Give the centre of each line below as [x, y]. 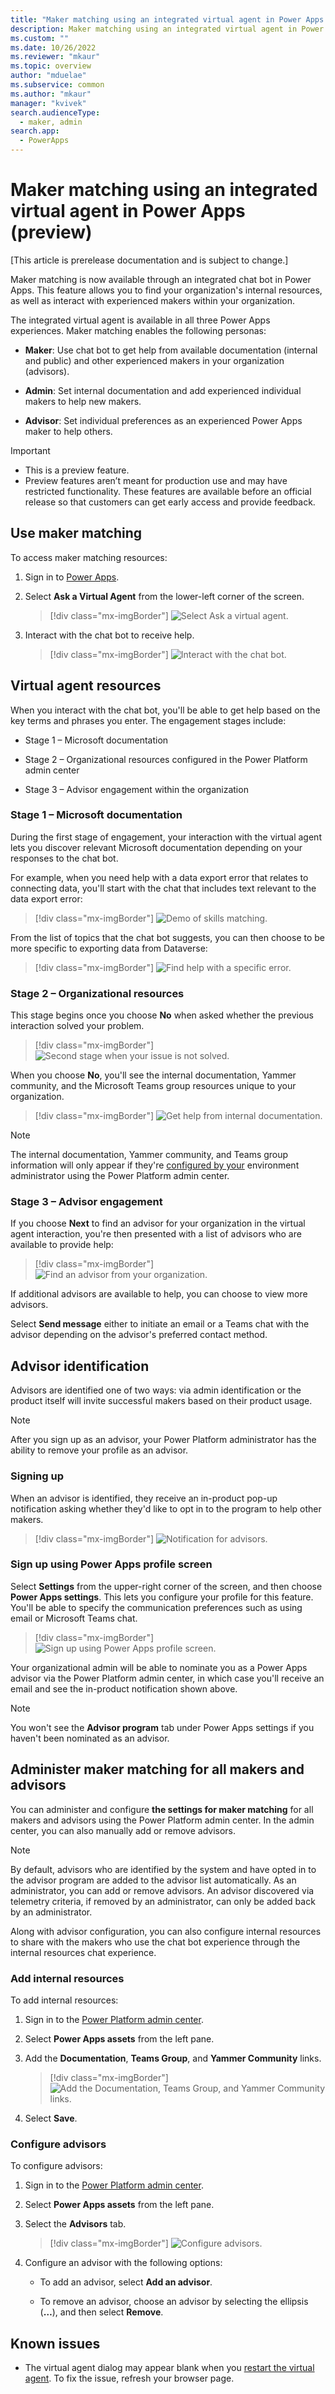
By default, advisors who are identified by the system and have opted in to [163, 1869]
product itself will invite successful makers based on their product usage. [161, 1401]
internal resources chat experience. [83, 1952]
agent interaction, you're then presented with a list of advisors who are [156, 1234]
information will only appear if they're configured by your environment [155, 1165]
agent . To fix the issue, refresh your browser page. [129, 2378]
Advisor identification [80, 1366]
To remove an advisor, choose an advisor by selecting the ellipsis [174, 2302]
